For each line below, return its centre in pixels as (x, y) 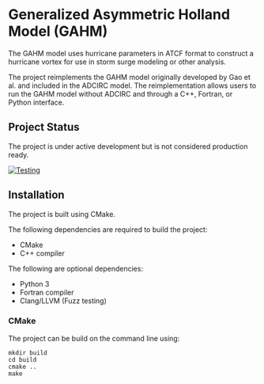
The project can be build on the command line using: (94, 338)
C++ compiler (42, 253)
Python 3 (34, 283)
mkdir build (28, 353)
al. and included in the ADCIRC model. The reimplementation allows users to (132, 86)
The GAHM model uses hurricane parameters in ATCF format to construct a (131, 53)
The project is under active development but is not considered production (128, 146)
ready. (19, 154)
